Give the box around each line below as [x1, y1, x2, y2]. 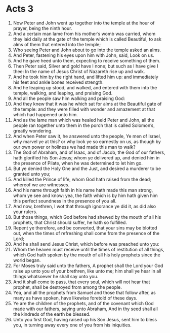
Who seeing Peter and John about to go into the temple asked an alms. [13, 47, 161, 53]
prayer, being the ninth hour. [13, 25, 72, 31]
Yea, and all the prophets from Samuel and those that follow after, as [13, 289, 156, 295]
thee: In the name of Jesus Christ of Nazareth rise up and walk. [13, 68, 145, 74]
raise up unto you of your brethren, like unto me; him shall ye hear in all [13, 268, 161, 274]
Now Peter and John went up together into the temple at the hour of [13, 20, 155, 26]
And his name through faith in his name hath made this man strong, [13, 187, 153, 193]
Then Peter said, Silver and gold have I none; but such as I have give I [13, 63, 158, 69]
